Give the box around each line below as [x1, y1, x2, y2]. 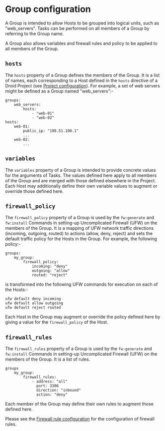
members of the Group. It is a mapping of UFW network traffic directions [5, 225, 154, 231]
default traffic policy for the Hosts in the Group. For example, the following [5, 236, 158, 242]
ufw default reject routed [5, 305, 61, 310]
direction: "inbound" [36, 388, 81, 393]
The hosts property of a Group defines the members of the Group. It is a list [5, 72, 160, 78]
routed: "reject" [31, 273, 68, 278]
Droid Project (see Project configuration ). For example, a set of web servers [5, 82, 160, 88]
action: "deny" [36, 392, 68, 398]
